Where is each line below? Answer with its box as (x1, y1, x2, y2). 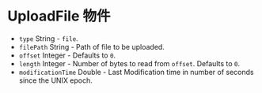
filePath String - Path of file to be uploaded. (18, 42, 165, 51)
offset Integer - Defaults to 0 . (18, 50, 116, 60)
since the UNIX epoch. (18, 76, 93, 85)
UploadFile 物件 (7, 7, 112, 25)
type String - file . (18, 33, 78, 43)
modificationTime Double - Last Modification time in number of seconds (18, 67, 254, 76)
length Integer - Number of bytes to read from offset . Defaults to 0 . (18, 58, 241, 68)
